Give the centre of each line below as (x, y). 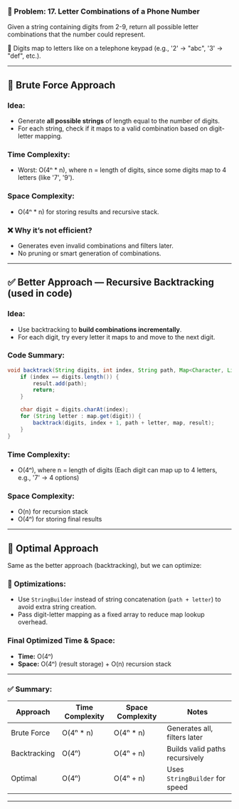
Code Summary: (36, 355)
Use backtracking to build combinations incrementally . (100, 329)
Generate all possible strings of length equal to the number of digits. (119, 121)
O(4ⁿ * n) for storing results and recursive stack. (88, 212)
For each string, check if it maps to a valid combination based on (112, 128)
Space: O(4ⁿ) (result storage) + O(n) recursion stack (95, 663)
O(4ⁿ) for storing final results (60, 519)
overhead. (33, 622)
